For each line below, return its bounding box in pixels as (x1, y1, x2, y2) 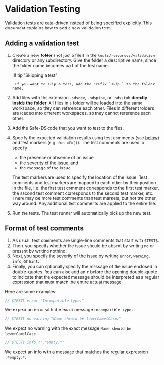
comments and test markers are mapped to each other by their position (12, 179, 156, 185)
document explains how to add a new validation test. (5, 25, 111, 30)
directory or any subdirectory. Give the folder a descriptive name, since (12, 57, 157, 63)
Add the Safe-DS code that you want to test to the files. (12, 125, 124, 131)
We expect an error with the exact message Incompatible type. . (5, 307, 135, 313)
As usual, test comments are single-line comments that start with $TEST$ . (12, 237, 159, 243)
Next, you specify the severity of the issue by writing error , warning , (12, 253, 150, 259)
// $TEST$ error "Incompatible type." (5, 298, 84, 303)
